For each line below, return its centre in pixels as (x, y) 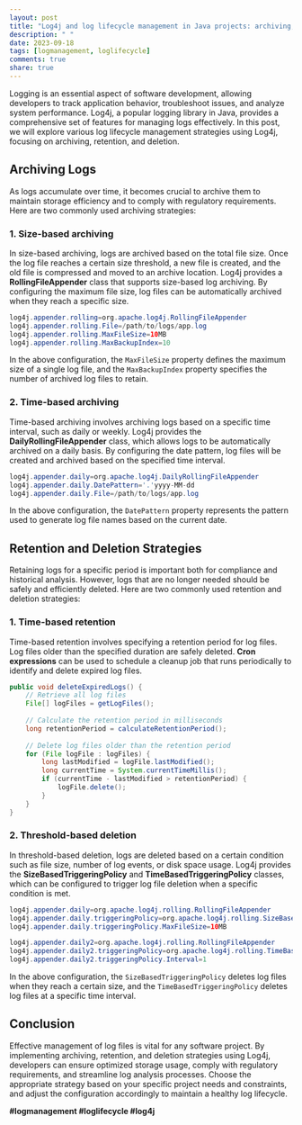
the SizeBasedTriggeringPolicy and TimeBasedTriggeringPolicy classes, (147, 874)
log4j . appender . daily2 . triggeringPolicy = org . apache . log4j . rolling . (138, 951)
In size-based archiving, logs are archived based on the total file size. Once (149, 253)
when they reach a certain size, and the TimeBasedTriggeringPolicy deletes (148, 986)
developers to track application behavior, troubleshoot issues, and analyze (147, 103)
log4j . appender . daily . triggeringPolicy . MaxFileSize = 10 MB (118, 927)
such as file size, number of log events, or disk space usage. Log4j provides (151, 864)
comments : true (38, 59)
